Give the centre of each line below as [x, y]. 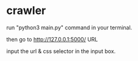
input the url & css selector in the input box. [61, 51]
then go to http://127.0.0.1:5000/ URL [52, 39]
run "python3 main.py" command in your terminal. [69, 27]
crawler [26, 11]
